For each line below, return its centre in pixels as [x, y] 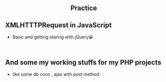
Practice [84, 8]
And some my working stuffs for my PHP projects [83, 62]
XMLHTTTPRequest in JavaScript [59, 25]
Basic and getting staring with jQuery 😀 [53, 37]
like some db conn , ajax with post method [56, 75]
